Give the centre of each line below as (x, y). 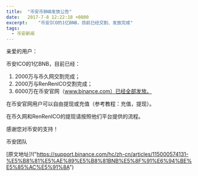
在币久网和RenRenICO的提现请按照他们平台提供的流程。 (75, 117)
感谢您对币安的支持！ (32, 129)
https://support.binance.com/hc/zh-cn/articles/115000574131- (113, 154)
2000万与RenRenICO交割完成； (54, 84)
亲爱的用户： (22, 52)
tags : (13, 28)
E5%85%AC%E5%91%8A (38, 167)
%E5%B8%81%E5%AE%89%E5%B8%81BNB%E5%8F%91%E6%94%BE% (99, 161)
